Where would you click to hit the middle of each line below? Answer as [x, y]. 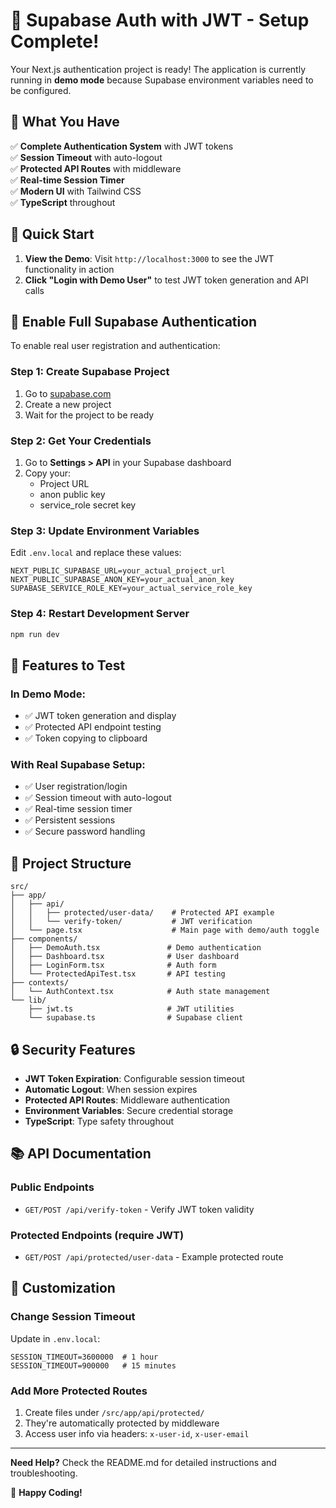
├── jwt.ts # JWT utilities [131, 1009]
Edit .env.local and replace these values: [96, 553]
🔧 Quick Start [52, 234]
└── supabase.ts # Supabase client [136, 1018]
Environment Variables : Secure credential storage [129, 1111]
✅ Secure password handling [85, 831]
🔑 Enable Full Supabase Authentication [134, 321]
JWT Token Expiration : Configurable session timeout [134, 1079]
